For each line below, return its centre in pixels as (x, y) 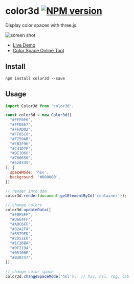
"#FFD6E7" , (21, 125)
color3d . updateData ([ (28, 210)
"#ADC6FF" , (21, 224)
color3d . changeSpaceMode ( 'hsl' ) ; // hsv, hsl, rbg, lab (67, 276)
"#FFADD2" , (21, 130)
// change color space (29, 272)
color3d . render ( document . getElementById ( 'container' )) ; (66, 196)
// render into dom (26, 191)
